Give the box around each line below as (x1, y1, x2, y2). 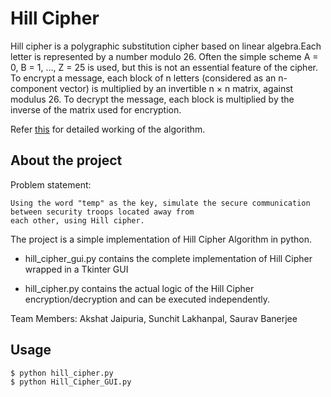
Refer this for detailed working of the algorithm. (10, 123, 206, 135)
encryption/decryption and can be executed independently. (24, 293, 271, 305)
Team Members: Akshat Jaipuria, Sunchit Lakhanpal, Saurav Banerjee (10, 312, 298, 324)
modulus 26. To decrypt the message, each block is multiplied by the (10, 93, 295, 105)
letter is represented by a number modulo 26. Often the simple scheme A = (10, 50, 319, 62)
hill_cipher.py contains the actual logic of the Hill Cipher (24, 282, 255, 294)
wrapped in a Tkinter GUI (24, 263, 129, 275)
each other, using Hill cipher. (10, 215, 145, 226)
